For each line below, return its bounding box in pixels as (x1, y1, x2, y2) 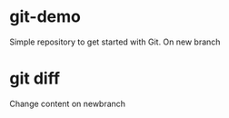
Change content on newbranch (9, 98, 125, 109)
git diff (9, 68, 61, 89)
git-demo (9, 6, 82, 27)
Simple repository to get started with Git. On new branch (9, 36, 221, 47)
